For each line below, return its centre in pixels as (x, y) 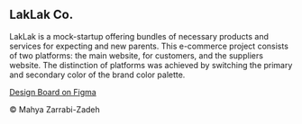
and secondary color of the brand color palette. (97, 75)
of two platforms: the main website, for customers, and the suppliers (137, 55)
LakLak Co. (41, 15)
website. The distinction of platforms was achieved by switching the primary (151, 65)
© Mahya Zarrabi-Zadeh (55, 109)
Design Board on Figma (53, 92)
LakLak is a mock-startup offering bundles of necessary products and (139, 36)
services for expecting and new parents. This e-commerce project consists (149, 46)
